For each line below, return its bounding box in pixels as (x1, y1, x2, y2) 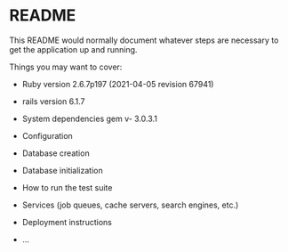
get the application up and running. (9, 44, 138, 54)
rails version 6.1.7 (21, 95, 85, 107)
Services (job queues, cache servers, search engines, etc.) (21, 199, 239, 210)
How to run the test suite (21, 182, 113, 192)
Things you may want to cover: (9, 61, 123, 72)
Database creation (21, 148, 91, 159)
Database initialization (21, 165, 104, 175)
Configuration (21, 130, 73, 141)
